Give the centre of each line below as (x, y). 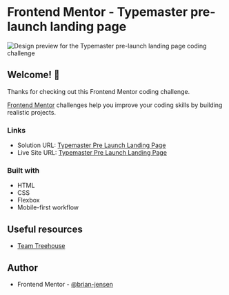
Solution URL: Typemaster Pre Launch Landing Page (91, 145)
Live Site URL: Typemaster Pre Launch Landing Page (92, 153)
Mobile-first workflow (48, 207)
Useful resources (45, 229)
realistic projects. (32, 112)
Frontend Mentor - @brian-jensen (65, 284)
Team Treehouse (41, 246)
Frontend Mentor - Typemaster (98, 12)
